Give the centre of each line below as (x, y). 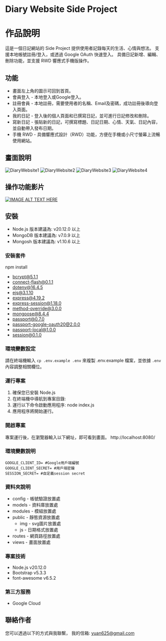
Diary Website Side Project (61, 9)
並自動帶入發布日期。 (34, 128)
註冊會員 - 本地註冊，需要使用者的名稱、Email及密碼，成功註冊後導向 (83, 103)
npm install (16, 267)
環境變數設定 (21, 349)
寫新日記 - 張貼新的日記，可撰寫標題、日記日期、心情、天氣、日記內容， (86, 122)
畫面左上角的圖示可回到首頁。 (43, 91)
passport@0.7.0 (28, 319)
